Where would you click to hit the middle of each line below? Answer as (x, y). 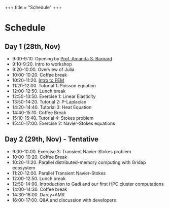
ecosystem (24, 167)
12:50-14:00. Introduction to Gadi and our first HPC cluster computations (88, 184)
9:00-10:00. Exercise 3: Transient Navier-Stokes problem (72, 151)
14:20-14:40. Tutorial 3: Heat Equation (52, 107)
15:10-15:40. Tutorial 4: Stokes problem (53, 118)
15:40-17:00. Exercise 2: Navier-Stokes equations (63, 123)
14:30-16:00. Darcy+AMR (38, 194)
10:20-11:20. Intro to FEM (38, 80)
